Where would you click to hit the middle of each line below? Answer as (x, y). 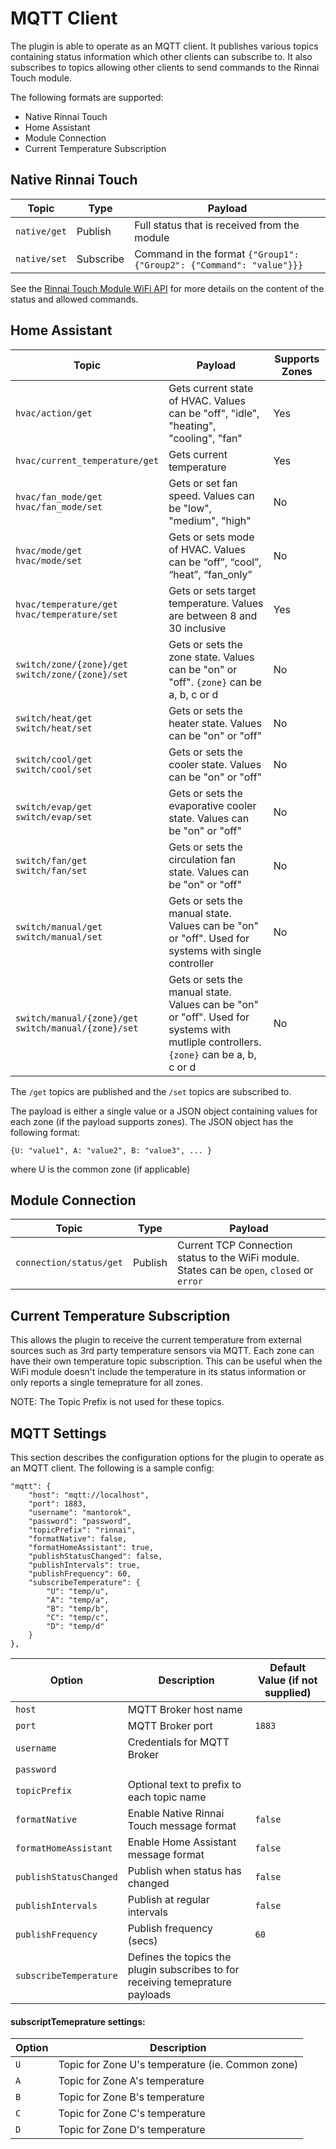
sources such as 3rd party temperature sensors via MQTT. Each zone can (162, 1351)
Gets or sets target (212, 590)
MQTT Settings (58, 1433)
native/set (41, 258)
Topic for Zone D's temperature (132, 2130)
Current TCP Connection (235, 1245)
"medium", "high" (210, 520)
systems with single (215, 950)
